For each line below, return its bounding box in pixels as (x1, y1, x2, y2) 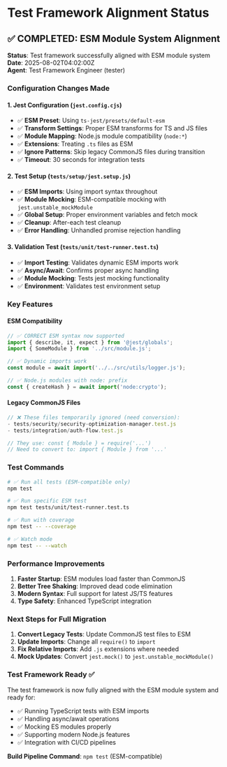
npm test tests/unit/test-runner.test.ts (7, 504, 130, 511)
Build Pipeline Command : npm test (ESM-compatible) (7, 752, 163, 760)
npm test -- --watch (7, 542, 68, 549)
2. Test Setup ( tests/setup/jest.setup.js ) (7, 172, 131, 180)
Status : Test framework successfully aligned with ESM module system (7, 51, 211, 59)
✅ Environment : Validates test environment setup (17, 281, 161, 290)
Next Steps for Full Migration (7, 614, 107, 624)
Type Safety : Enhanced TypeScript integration (17, 597, 152, 605)
